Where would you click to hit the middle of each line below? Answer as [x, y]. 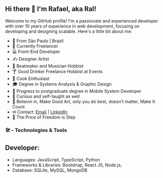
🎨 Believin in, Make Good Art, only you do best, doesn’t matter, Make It [84, 102]
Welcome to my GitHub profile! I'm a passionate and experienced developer [82, 21]
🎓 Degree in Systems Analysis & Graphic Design [62, 84]
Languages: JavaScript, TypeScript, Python [56, 159]
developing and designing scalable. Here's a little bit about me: [69, 31]
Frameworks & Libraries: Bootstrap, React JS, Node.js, [67, 165]
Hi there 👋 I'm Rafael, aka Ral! [51, 9]
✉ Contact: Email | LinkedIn [40, 112]
